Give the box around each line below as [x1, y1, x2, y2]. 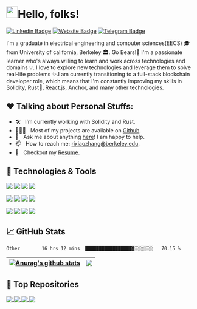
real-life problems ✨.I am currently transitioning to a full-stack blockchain [6, 70, 190, 78]
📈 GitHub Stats [6, 226, 66, 237]
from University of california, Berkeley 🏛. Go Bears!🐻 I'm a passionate [6, 49, 182, 56]
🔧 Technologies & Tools [6, 166, 97, 177]
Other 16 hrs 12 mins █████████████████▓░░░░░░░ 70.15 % [6, 246, 181, 252]
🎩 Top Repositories [6, 279, 79, 290]
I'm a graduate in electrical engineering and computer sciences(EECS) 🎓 [6, 39, 190, 47]
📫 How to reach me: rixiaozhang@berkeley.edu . [15, 140, 140, 147]
